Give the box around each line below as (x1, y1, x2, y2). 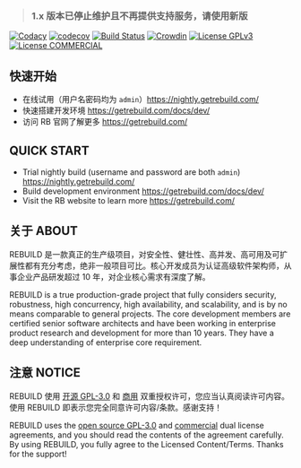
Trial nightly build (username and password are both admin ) (21, 166, 241, 178)
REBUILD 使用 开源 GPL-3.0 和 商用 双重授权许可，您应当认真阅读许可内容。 (9, 390, 289, 402)
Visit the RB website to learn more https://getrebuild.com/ (21, 195, 236, 205)
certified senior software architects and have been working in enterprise (9, 317, 276, 328)
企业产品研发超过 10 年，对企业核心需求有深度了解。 (16, 271, 211, 282)
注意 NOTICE (9, 365, 81, 380)
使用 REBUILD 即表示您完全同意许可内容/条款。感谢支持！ (9, 402, 222, 412)
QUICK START (9, 143, 90, 158)
